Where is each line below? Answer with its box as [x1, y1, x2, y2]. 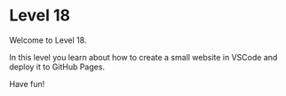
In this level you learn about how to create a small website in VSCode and [9, 52, 278, 62]
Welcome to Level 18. [9, 35, 87, 45]
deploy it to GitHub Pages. [9, 61, 105, 72]
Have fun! [9, 78, 45, 89]
